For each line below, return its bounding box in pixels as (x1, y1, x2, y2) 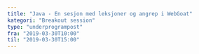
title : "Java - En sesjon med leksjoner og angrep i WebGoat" (7, 10, 193, 18)
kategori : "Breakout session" (7, 17, 96, 24)
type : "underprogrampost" (7, 23, 83, 30)
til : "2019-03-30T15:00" (7, 36, 80, 43)
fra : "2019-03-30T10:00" (7, 29, 80, 37)
